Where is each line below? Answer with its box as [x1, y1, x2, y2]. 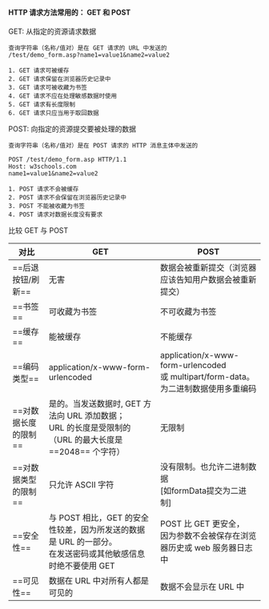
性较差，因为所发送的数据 [48, 524, 146, 535]
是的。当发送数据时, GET [48, 399, 142, 410]
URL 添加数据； [66, 411, 126, 422]
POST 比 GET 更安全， [159, 519, 245, 530]
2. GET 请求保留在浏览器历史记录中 [8, 75, 111, 83]
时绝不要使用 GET [48, 560, 115, 571]
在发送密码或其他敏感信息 [48, 548, 146, 559]
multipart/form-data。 [170, 371, 255, 383]
